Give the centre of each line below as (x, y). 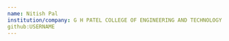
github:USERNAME (31, 26)
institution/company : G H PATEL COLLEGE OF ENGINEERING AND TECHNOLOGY (114, 20)
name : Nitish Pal (33, 14)
